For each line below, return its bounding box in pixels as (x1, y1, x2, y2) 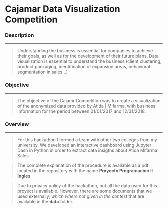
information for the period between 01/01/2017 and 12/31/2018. (17, 108, 146, 114)
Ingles (17, 173, 31, 179)
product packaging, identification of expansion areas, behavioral (17, 64, 151, 70)
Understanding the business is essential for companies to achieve (17, 48, 153, 54)
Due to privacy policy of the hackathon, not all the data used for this (17, 183, 157, 189)
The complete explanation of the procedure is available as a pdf (17, 162, 149, 168)
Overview (5, 121, 29, 128)
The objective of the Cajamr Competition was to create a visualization (17, 97, 161, 103)
